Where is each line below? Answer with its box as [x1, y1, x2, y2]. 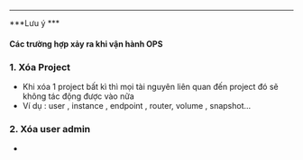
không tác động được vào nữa [22, 91, 135, 102]
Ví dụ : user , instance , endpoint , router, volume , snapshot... [22, 100, 252, 111]
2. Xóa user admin [9, 122, 91, 135]
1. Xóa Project [9, 60, 70, 73]
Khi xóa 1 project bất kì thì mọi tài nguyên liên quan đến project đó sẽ [22, 81, 279, 92]
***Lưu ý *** [9, 18, 60, 28]
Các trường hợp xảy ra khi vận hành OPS [9, 38, 163, 49]
